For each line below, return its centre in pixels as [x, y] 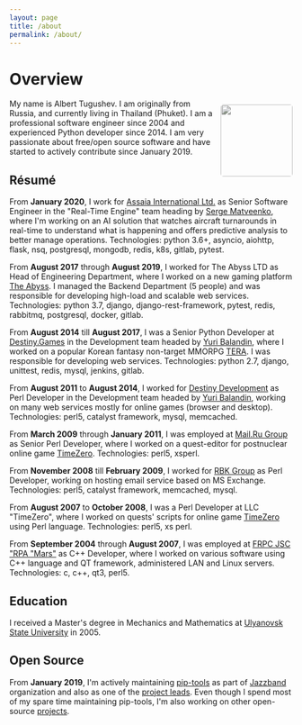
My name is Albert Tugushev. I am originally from [100, 104]
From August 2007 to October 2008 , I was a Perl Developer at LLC [134, 507]
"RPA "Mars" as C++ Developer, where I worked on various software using [147, 554]
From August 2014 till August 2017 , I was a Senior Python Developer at [142, 332]
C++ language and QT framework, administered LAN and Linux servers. [142, 563]
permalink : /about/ [46, 34]
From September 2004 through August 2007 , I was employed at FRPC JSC [150, 544]
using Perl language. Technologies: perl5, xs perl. [101, 527]
